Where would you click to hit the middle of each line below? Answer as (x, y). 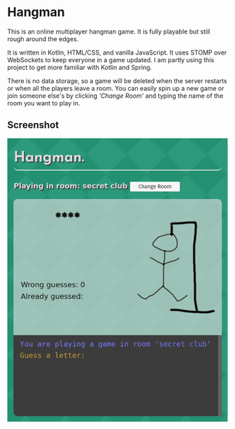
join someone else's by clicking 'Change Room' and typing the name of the (115, 96)
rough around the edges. (43, 38)
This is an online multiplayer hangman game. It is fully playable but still (109, 31)
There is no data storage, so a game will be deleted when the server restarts (117, 80)
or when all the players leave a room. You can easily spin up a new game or (116, 88)
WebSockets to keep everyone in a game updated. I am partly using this (111, 59)
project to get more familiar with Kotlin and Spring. (80, 67)
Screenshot (33, 125)
